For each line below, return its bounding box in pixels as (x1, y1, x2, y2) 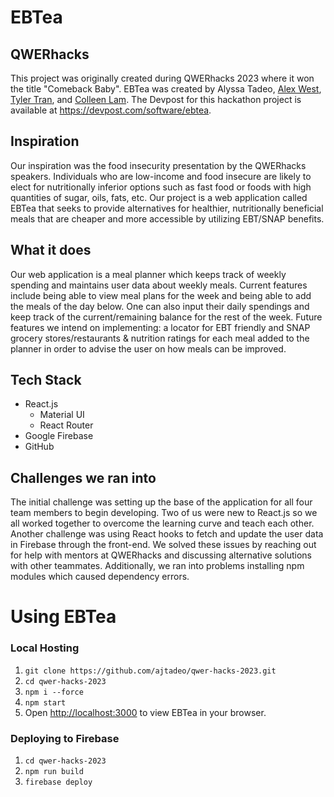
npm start (24, 697, 67, 708)
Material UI (39, 409, 85, 421)
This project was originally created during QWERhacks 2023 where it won (10, 72, 315, 84)
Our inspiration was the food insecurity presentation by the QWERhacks (10, 159, 307, 171)
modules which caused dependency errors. (10, 571, 190, 583)
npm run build (24, 767, 84, 777)
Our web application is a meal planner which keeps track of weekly (10, 268, 287, 280)
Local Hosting (10, 641, 80, 655)
